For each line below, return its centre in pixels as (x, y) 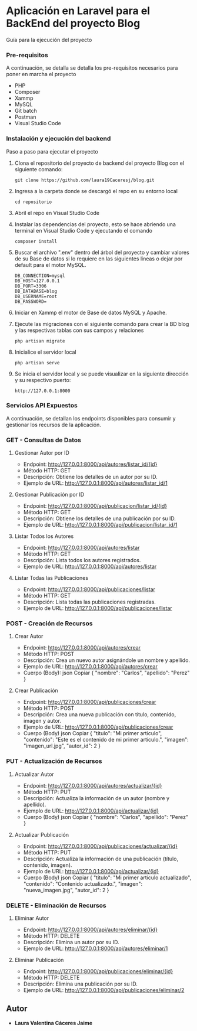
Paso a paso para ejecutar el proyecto (52, 151)
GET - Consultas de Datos (44, 440)
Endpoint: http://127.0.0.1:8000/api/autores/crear (82, 648)
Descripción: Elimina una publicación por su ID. (81, 984)
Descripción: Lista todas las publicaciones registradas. (89, 602)
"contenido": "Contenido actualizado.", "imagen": (83, 883)
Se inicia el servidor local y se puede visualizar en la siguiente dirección (102, 374)
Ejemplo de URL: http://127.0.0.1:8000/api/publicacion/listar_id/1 (100, 525)
